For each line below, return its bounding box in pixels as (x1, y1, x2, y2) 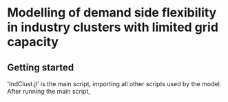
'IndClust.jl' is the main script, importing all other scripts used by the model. (7, 80, 222, 88)
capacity (7, 34, 59, 50)
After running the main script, (7, 88, 91, 95)
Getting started (7, 61, 74, 73)
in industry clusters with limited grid (7, 19, 219, 35)
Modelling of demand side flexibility (7, 5, 217, 21)
